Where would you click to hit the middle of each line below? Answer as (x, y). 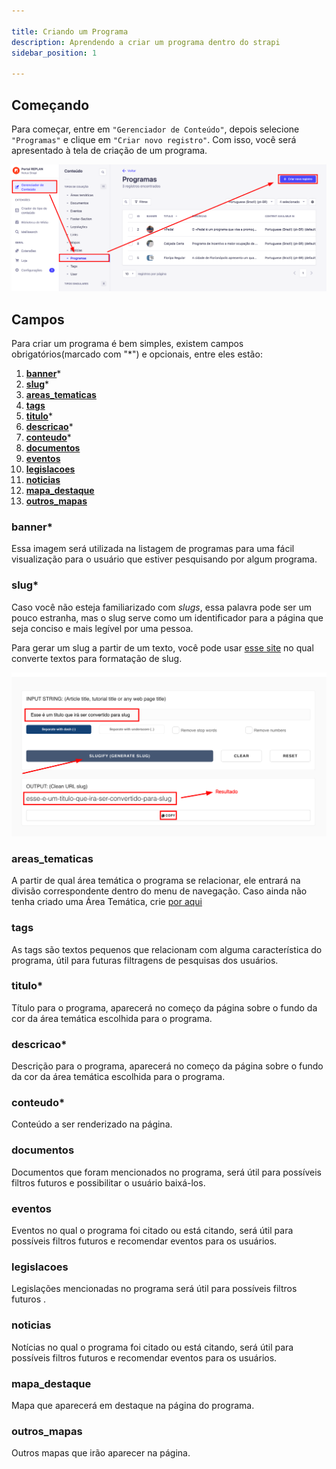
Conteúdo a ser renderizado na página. (92, 1124)
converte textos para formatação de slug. (97, 658)
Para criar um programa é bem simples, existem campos (127, 344)
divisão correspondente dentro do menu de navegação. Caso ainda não (159, 891)
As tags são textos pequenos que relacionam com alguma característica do (167, 949)
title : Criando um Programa (70, 31)
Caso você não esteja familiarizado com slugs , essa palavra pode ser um (161, 607)
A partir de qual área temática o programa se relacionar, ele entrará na (156, 881)
